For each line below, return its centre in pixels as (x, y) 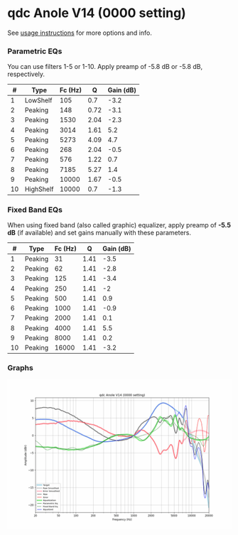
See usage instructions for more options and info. (80, 33)
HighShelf (39, 189)
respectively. (26, 74)
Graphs (20, 368)
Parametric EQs (35, 51)
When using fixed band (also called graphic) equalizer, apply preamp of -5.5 (119, 225)
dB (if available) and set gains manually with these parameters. (99, 233)
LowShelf (38, 100)
